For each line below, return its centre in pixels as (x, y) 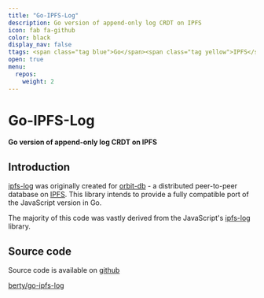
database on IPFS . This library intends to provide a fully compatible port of (128, 195)
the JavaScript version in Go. (55, 203)
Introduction (39, 167)
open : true (26, 60)
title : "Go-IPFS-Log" (44, 15)
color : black (29, 37)
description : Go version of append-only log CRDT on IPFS (105, 23)
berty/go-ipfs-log (36, 285)
